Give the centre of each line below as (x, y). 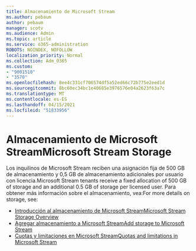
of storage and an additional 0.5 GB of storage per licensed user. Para (91, 187)
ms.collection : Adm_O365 (37, 61)
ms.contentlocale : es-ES (37, 99)
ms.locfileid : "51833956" (38, 110)
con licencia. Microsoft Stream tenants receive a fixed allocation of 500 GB (97, 181)
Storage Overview (37, 217)
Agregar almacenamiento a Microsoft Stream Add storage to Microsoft (99, 223)
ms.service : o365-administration (47, 45)
